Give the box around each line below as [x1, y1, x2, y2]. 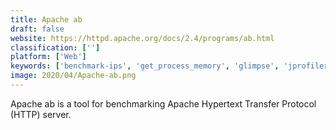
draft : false [10, 24, 65, 34]
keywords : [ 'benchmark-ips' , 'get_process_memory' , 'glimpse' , [10, 61, 280, 71]
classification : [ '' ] [10, 42, 101, 53]
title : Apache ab [10, 14, 83, 25]
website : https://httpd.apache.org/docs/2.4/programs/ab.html [10, 33, 275, 43]
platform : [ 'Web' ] [10, 52, 87, 62]
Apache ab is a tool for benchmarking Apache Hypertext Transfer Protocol [10, 97, 317, 110]
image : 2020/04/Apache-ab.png [10, 71, 137, 81]
